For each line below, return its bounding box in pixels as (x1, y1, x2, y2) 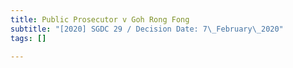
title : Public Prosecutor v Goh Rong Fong (10, 14, 190, 25)
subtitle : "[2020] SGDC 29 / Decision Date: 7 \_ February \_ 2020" (10, 24, 284, 34)
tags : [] (10, 33, 47, 43)
